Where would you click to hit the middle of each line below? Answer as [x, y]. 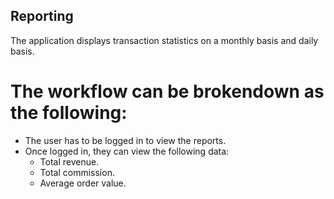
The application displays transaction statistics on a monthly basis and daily [164, 40]
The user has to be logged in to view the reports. [125, 140]
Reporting [42, 16]
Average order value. [83, 183]
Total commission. [77, 172]
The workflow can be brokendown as [167, 91]
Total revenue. [69, 161]
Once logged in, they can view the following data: [127, 151]
